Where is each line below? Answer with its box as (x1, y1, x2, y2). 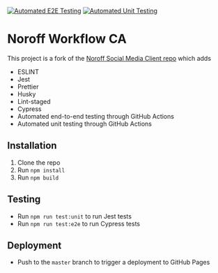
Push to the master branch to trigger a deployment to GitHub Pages (17, 258, 210, 267)
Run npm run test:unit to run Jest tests (17, 212, 132, 220)
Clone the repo (17, 158, 61, 167)
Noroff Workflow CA (7, 31, 127, 47)
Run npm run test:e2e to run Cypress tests (17, 219, 141, 228)
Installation (7, 140, 57, 152)
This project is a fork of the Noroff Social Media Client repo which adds (7, 54, 211, 62)
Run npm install (17, 165, 65, 174)
